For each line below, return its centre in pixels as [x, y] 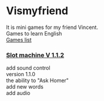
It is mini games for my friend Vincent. [52, 27]
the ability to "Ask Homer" [38, 80]
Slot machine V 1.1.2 [35, 55]
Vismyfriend [37, 11]
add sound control [28, 68]
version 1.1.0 [21, 74]
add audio [18, 93]
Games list [19, 40]
